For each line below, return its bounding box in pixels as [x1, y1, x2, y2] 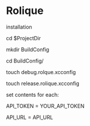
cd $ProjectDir [6, 34, 41, 41]
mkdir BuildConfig [6, 45, 50, 53]
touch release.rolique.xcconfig [6, 80, 80, 87]
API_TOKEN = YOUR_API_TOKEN [6, 102, 85, 109]
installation [6, 23, 32, 30]
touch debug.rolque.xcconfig [6, 68, 76, 75]
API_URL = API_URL [6, 114, 54, 121]
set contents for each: [6, 91, 60, 98]
